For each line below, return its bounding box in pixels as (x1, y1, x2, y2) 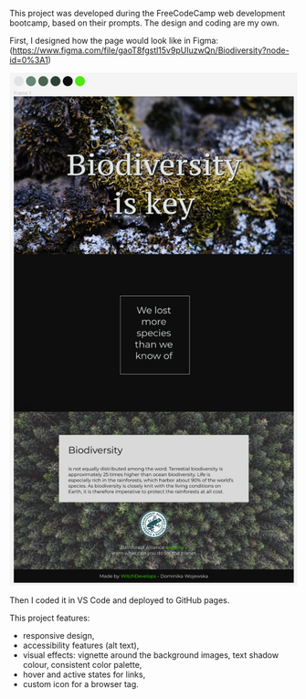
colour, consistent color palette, (22, 659, 142, 670)
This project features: (9, 612, 90, 623)
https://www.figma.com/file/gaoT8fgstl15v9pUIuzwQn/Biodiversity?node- (12, 45, 290, 56)
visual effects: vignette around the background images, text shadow (22, 649, 280, 661)
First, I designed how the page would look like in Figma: (9, 36, 219, 46)
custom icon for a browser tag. (22, 678, 139, 689)
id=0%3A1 (9, 55, 48, 65)
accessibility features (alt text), (22, 640, 140, 651)
